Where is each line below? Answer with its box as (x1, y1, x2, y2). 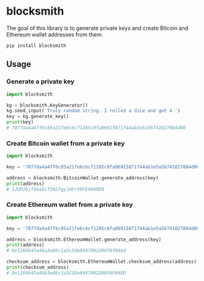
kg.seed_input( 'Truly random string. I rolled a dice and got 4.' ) (6, 108, 181, 114)
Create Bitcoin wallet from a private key (6, 139, 125, 147)
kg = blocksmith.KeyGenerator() (6, 102, 88, 108)
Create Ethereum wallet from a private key (6, 201, 134, 209)
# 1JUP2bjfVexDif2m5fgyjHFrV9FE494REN (6, 186, 104, 192)
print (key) (6, 119, 34, 125)
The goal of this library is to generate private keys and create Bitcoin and (6, 24, 189, 32)
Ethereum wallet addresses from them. (6, 30, 103, 38)
